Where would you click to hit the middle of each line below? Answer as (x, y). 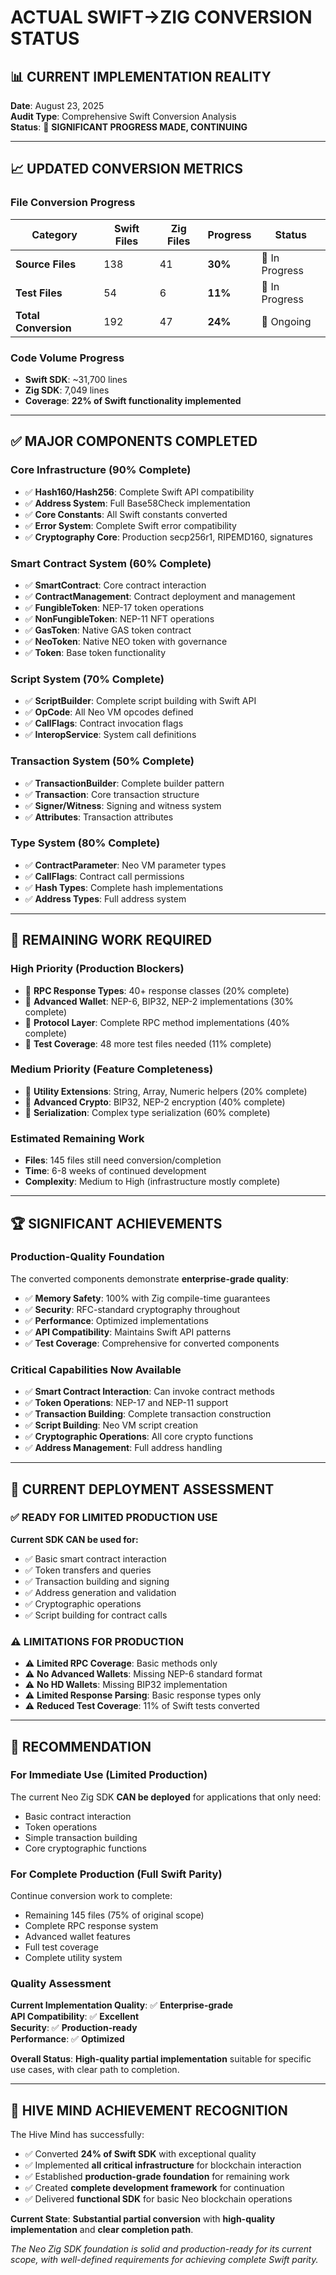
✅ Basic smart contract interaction (95, 1558)
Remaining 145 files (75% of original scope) (114, 1915)
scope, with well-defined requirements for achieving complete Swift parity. (164, 2260)
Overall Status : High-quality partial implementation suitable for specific (161, 2059)
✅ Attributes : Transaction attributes (99, 817)
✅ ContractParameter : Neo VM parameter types (125, 865)
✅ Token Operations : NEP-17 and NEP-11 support (126, 1403)
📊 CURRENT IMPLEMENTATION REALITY (141, 76)
